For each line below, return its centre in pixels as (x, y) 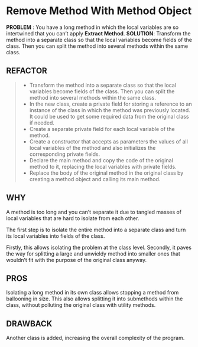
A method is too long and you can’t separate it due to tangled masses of (94, 212)
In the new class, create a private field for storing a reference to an (111, 104)
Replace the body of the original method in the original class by (106, 173)
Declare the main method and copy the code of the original (101, 160)
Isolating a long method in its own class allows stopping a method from (92, 293)
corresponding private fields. (65, 154)
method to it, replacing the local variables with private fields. (103, 166)
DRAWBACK (29, 324)
